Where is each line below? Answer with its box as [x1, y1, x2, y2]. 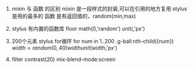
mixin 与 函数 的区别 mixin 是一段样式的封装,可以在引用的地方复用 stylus [11, 5, 188, 12]
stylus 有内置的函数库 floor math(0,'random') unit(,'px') [11, 25, 145, 32]
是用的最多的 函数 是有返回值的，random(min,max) [11, 12, 136, 20]
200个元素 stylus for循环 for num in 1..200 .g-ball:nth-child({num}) [11, 38, 174, 44]
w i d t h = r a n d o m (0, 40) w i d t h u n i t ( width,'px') [11, 44, 118, 51]
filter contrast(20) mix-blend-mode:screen [11, 56, 115, 63]
